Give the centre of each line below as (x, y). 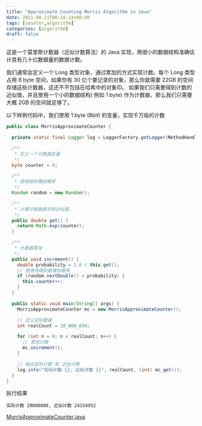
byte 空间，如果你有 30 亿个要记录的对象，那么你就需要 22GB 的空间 (108, 80)
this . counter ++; (42, 282)
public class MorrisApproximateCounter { (59, 127)
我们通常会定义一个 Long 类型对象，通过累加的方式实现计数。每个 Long (95, 72)
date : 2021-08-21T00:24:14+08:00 (48, 17)
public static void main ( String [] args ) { (66, 304)
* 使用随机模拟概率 (35, 182)
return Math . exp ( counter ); (51, 226)
